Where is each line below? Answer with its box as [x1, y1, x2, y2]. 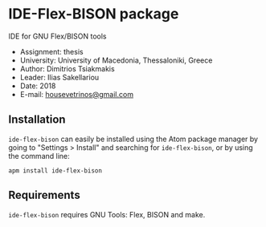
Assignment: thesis [19, 47, 84, 56]
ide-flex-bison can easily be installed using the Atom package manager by [8, 134, 259, 144]
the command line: [8, 151, 70, 160]
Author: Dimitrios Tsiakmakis [19, 63, 115, 73]
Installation [8, 113, 66, 127]
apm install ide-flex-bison [8, 166, 103, 175]
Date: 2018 [19, 81, 56, 91]
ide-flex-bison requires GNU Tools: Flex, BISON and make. [8, 209, 206, 219]
